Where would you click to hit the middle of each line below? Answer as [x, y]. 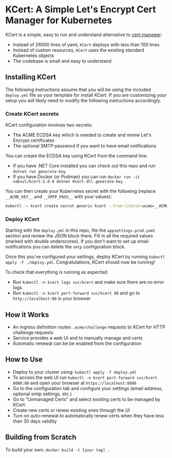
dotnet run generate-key [39, 172]
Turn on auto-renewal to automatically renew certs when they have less [88, 415]
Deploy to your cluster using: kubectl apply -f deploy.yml [75, 372]
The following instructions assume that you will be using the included [78, 89]
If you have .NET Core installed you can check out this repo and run [84, 166]
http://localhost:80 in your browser [52, 299]
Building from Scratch [41, 437]
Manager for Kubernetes [59, 20]
